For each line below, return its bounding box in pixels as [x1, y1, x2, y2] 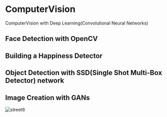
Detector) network [5, 76, 64, 85]
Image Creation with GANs [5, 93, 90, 102]
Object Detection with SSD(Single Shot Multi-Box [5, 68, 162, 77]
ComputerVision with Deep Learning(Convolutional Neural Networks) [5, 20, 148, 26]
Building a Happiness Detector [5, 51, 103, 60]
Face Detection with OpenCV [5, 34, 98, 43]
